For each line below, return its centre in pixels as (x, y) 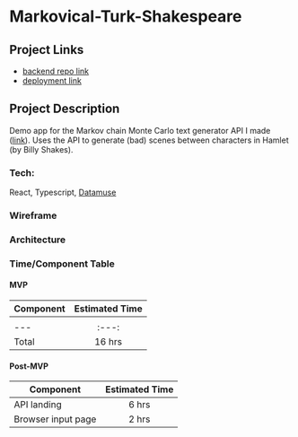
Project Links (47, 50)
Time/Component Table (62, 264)
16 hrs (108, 342)
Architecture (38, 240)
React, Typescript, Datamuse (63, 192)
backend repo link (56, 71)
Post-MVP (29, 366)
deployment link (52, 81)
